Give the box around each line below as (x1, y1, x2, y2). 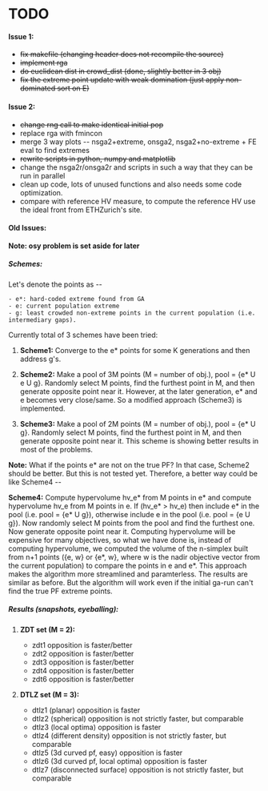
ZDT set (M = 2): (19, 624, 76, 634)
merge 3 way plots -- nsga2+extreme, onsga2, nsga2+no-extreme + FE (19, 137, 258, 147)
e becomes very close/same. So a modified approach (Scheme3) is (19, 395, 242, 404)
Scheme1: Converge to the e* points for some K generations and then (19, 345, 250, 355)
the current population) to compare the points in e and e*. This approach (8, 560, 247, 570)
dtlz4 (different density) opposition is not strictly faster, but (31, 730, 226, 741)
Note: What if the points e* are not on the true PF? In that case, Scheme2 (8, 460, 250, 469)
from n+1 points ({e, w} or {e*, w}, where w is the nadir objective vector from (8, 552, 261, 561)
